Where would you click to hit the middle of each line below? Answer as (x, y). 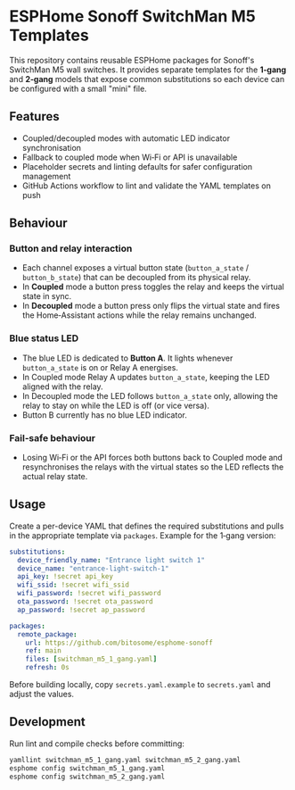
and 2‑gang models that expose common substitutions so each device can (147, 79)
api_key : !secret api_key (66, 577)
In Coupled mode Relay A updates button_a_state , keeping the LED (146, 377)
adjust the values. (41, 694)
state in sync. (47, 296)
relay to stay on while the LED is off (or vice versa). (115, 405)
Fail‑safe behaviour (53, 437)
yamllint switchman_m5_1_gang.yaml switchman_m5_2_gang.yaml (125, 760)
